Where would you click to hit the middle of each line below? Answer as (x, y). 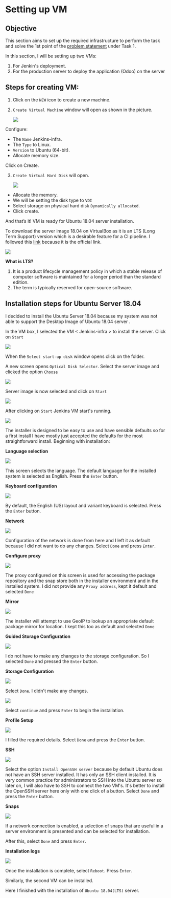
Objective (21, 28)
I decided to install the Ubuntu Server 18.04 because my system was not (81, 316)
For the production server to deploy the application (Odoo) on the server (89, 71)
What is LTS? (19, 261)
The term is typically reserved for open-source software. (72, 287)
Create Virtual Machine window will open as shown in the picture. (82, 110)
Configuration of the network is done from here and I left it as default (78, 540)
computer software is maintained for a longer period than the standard (87, 276)
